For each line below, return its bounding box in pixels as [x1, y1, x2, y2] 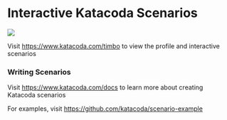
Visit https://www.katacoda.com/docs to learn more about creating [7, 83, 204, 92]
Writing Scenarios [7, 67, 71, 77]
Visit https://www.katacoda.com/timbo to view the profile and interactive [7, 41, 221, 50]
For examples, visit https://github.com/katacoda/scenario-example [7, 104, 203, 113]
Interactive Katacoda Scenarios [7, 5, 198, 21]
